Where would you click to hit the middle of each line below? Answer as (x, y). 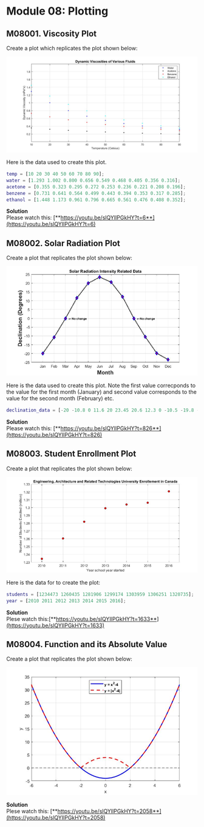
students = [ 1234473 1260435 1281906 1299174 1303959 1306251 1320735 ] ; (100, 594)
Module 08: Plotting (57, 11)
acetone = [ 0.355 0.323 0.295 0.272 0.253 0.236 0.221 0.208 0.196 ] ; (96, 187)
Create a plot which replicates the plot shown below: (72, 48)
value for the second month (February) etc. (60, 399)
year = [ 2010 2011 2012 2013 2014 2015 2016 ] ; (66, 601)
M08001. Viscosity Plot (52, 34)
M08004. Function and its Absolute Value (87, 644)
